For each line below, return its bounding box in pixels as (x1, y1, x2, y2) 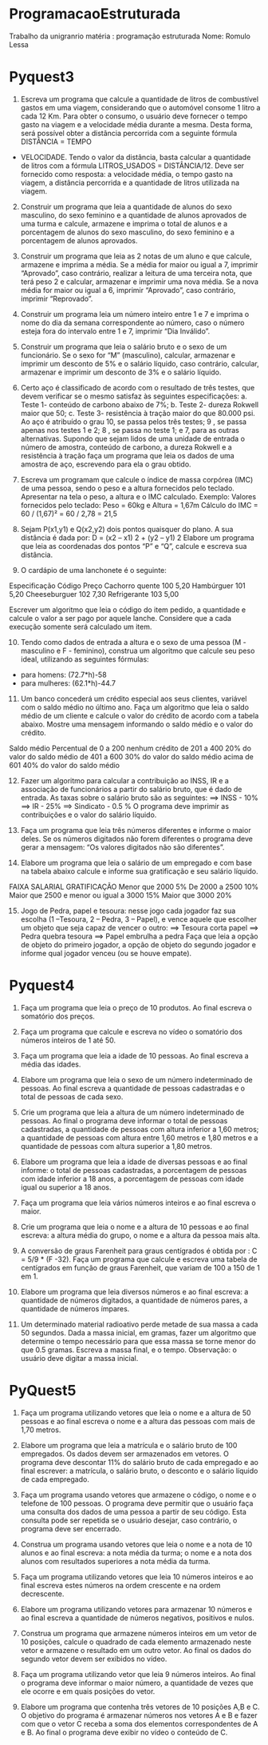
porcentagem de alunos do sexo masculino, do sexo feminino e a (20, 227, 235, 237)
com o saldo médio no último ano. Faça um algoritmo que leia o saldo (20, 702, 250, 712)
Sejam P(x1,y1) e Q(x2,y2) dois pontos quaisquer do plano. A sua (20, 524, 234, 534)
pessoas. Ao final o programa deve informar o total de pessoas (20, 1115, 228, 1125)
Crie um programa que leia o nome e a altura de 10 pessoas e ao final (20, 1222, 250, 1231)
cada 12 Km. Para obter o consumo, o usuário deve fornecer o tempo (20, 111, 248, 121)
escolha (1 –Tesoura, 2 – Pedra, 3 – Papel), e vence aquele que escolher (20, 914, 258, 924)
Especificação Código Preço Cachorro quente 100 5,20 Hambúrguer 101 (9, 581, 246, 590)
